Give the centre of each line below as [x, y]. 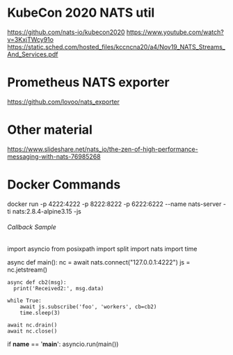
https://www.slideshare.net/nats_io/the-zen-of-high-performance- [103, 149]
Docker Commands [64, 184]
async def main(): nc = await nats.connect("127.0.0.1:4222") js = [99, 262]
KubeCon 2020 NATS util [81, 13]
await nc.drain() [32, 325]
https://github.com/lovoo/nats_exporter [64, 102]
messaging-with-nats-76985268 [54, 156]
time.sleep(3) [40, 313]
